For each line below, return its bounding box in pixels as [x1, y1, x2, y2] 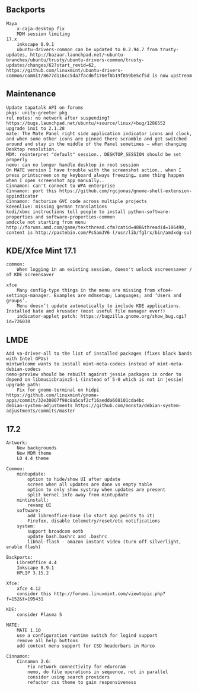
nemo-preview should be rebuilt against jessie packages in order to [6, 371, 182, 377]
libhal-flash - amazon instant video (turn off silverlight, [27, 539, 182, 545]
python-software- [128, 208, 171, 215]
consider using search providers [27, 674, 110, 680]
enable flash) [6, 544, 41, 550]
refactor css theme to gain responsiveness [27, 680, 136, 686]
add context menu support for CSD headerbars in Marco [17, 643, 155, 649]
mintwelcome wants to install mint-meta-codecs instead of [6, 361, 155, 367]
